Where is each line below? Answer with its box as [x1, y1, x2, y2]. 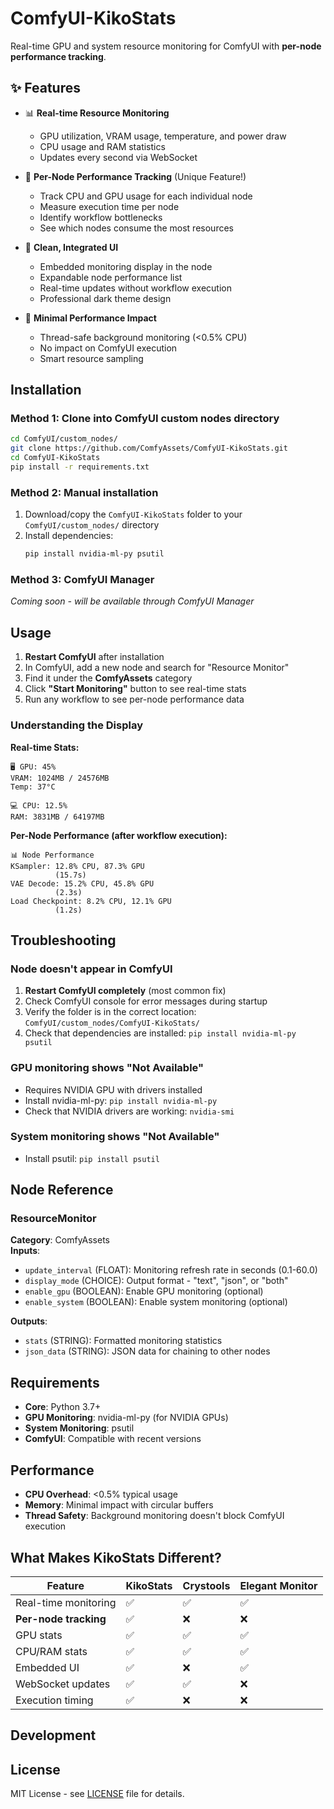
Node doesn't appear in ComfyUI [10, 962, 173, 976]
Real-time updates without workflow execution [39, 282, 232, 294]
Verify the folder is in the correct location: [24, 1006, 197, 1018]
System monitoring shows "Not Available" [10, 1130, 220, 1144]
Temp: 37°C [10, 782, 56, 792]
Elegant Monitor [239, 1578, 318, 1592]
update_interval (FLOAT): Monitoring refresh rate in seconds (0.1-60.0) [24, 1264, 318, 1276]
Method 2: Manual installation [10, 485, 159, 499]
